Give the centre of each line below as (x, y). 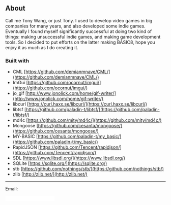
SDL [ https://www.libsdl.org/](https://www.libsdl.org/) (69, 158)
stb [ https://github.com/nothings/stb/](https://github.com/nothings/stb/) (88, 169)
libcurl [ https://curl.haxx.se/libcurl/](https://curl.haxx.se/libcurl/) (80, 104)
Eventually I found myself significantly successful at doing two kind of (79, 31)
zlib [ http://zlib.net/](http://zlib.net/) (50, 174)
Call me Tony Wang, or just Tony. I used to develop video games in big (79, 20)
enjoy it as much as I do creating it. (42, 47)
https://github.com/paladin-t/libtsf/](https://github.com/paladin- (93, 110)
